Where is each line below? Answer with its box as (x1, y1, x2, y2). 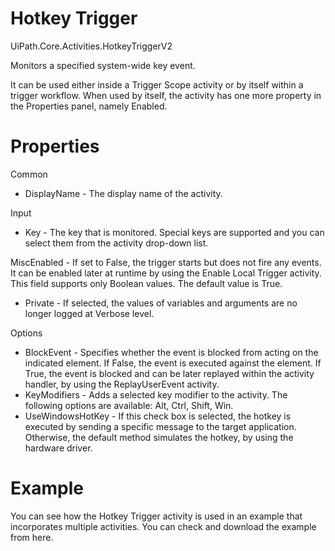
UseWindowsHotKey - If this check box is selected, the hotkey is (24, 410, 292, 422)
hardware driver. (24, 442, 93, 454)
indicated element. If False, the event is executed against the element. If (24, 357, 322, 369)
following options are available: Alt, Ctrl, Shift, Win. (24, 399, 234, 411)
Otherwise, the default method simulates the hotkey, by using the (24, 431, 294, 443)
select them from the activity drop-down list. (24, 237, 209, 249)
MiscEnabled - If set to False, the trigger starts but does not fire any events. (10, 256, 322, 268)
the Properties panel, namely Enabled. (10, 100, 168, 112)
